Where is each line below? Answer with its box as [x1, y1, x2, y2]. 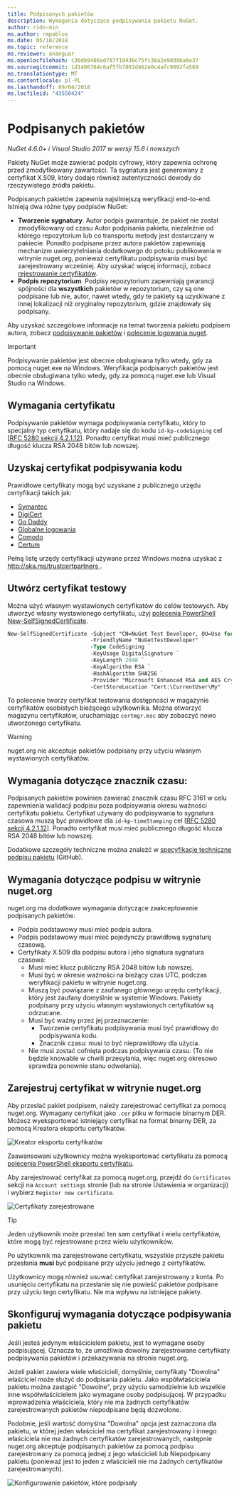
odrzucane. [28, 1009, 63, 1017]
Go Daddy [17, 517, 48, 526]
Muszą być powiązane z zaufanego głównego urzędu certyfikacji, [28, 986, 222, 994]
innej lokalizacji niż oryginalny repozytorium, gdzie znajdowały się [17, 300, 211, 308]
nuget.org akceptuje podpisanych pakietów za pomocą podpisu [7, 1442, 194, 1450]
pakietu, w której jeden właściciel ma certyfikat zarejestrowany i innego [7, 1426, 217, 1435]
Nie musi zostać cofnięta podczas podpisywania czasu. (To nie [28, 1047, 213, 1055]
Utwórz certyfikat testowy [7, 582, 127, 594]
